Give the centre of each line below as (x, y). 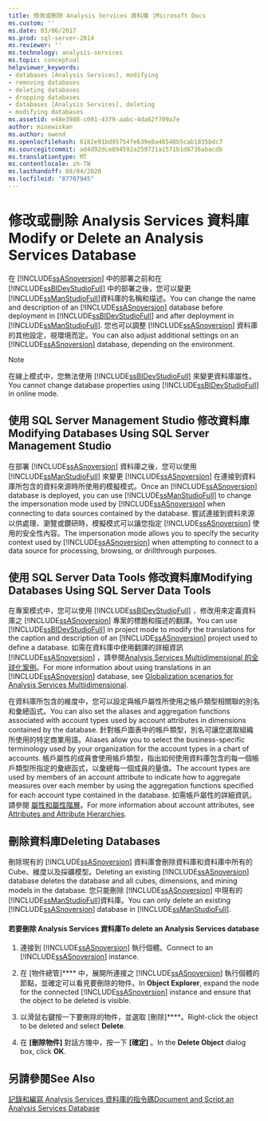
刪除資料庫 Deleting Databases (85, 841)
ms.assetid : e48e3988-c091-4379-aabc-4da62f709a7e (94, 120)
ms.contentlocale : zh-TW (49, 164)
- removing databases (44, 82)
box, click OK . (43, 1052)
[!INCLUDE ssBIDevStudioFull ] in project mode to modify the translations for (132, 630)
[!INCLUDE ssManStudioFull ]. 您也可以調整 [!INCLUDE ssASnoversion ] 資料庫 (133, 325)
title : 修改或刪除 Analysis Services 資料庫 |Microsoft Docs (107, 16)
